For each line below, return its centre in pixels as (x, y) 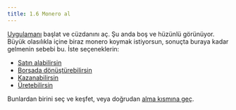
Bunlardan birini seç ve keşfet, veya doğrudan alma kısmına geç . (101, 99)
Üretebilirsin (35, 85)
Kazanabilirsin (38, 78)
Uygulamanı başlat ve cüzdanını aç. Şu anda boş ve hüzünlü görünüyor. (111, 34)
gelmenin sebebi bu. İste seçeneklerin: (63, 49)
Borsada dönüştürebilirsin (55, 70)
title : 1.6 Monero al (39, 14)
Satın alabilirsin (39, 62)
